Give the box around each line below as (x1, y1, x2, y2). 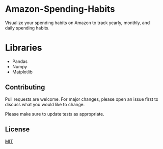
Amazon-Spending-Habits (5, 3, 115, 15)
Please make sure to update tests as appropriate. (5, 111, 105, 117)
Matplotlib (12, 69, 33, 75)
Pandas (12, 58, 28, 64)
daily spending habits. (5, 25, 50, 30)
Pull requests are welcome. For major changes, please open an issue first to (5, 96, 159, 102)
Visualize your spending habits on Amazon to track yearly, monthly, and (5, 20, 150, 26)
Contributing (5, 83, 45, 91)
